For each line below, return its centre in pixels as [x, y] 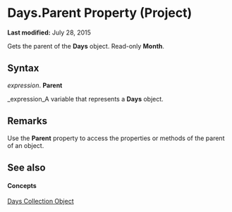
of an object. [26, 145]
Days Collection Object [41, 201]
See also [26, 167]
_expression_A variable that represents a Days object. [85, 99]
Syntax [23, 68]
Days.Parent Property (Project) [100, 13]
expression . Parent [35, 85]
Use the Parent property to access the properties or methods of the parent [116, 138]
